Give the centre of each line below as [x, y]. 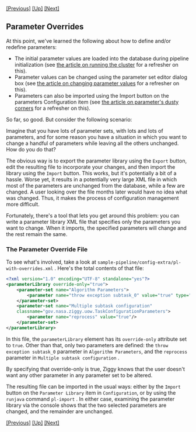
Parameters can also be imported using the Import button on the [92, 95]
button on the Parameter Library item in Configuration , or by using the [91, 393]
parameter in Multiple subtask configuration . [63, 357]
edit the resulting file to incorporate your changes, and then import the [91, 167]
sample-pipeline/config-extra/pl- [139, 262]
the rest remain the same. [37, 234]
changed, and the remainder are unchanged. [60, 411]
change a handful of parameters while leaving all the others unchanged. [92, 143]
